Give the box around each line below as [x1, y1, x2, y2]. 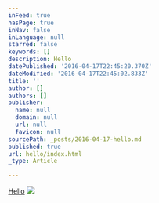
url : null [15, 121, 47, 129]
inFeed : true [8, 11, 51, 20]
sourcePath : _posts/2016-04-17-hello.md [8, 135, 143, 143]
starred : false [8, 41, 58, 49]
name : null [15, 107, 51, 114]
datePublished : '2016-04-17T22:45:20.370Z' [8, 63, 153, 71]
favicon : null [15, 128, 61, 136]
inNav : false [8, 26, 51, 34]
